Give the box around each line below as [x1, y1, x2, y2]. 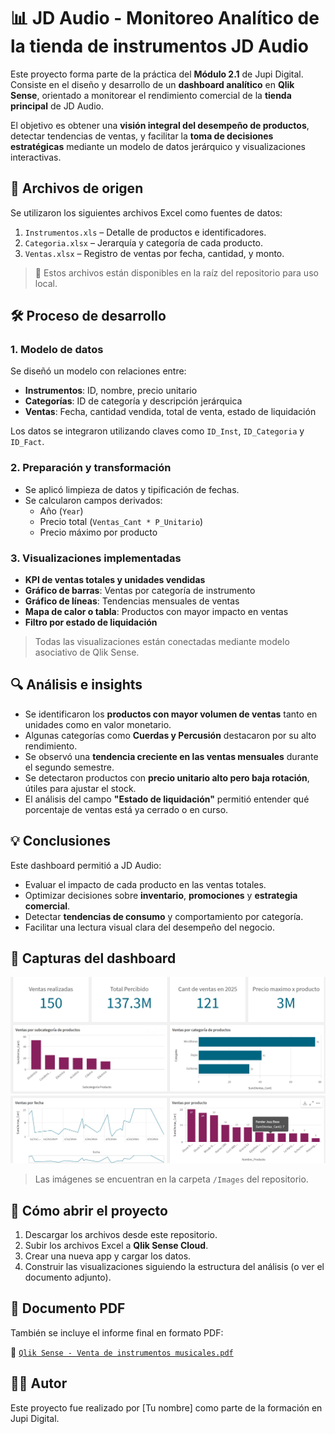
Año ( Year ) [39, 505, 84, 517]
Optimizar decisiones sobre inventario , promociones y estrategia [24, 889, 298, 901]
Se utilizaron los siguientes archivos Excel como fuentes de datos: [10, 206, 283, 219]
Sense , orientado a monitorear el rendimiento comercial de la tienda [10, 89, 292, 101]
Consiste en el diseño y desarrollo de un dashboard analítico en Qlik [10, 78, 295, 90]
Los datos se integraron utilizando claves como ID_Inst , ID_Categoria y [10, 425, 305, 437]
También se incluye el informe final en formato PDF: [10, 1326, 224, 1339]
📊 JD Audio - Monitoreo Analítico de [10, 7, 320, 30]
